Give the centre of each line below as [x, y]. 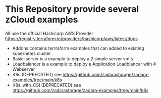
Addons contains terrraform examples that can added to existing [78, 48]
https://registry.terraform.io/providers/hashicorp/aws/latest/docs [71, 39]
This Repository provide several [72, 9]
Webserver [24, 69]
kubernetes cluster [31, 53]
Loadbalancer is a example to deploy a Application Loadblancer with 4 [84, 64]
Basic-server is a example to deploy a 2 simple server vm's [73, 58]
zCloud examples [42, 20]
